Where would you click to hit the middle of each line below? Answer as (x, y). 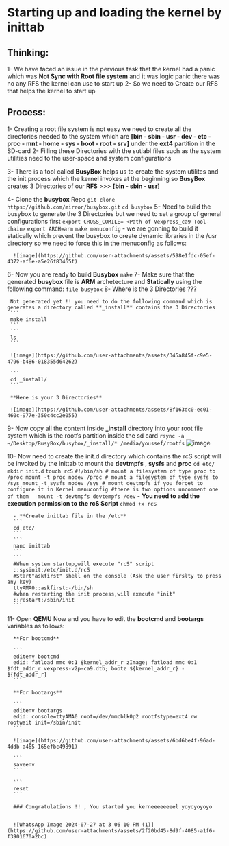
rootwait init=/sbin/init (44, 722)
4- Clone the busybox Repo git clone (61, 199)
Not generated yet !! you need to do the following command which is (111, 301)
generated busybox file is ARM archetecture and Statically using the (105, 281)
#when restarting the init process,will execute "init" (94, 594)
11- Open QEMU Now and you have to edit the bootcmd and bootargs (105, 618)
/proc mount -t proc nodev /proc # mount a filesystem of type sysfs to (113, 477)
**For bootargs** (38, 692)
